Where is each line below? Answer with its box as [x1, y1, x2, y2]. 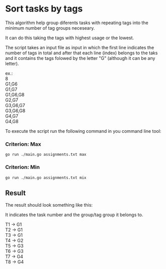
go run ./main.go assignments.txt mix [5, 175, 87, 180]
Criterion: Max [5, 140, 41, 147]
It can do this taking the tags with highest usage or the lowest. [5, 35, 134, 41]
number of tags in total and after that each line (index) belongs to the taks [5, 50, 158, 56]
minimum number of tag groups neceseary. [5, 25, 95, 31]
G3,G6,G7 [5, 102, 25, 108]
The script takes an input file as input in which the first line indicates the [5, 44, 154, 50]
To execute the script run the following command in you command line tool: [5, 128, 161, 134]
